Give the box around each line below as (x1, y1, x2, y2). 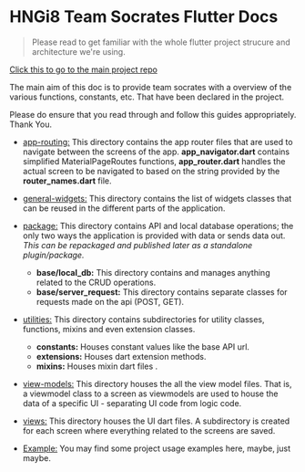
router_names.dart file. (22, 175, 112, 186)
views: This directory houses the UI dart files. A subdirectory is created (22, 415, 290, 426)
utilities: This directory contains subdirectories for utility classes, (22, 313, 266, 325)
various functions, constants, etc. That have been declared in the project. (9, 91, 285, 102)
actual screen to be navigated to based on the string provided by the (22, 165, 280, 176)
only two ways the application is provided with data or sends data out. (22, 230, 286, 241)
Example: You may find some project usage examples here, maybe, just (22, 443, 291, 454)
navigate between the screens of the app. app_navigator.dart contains (22, 146, 290, 157)
